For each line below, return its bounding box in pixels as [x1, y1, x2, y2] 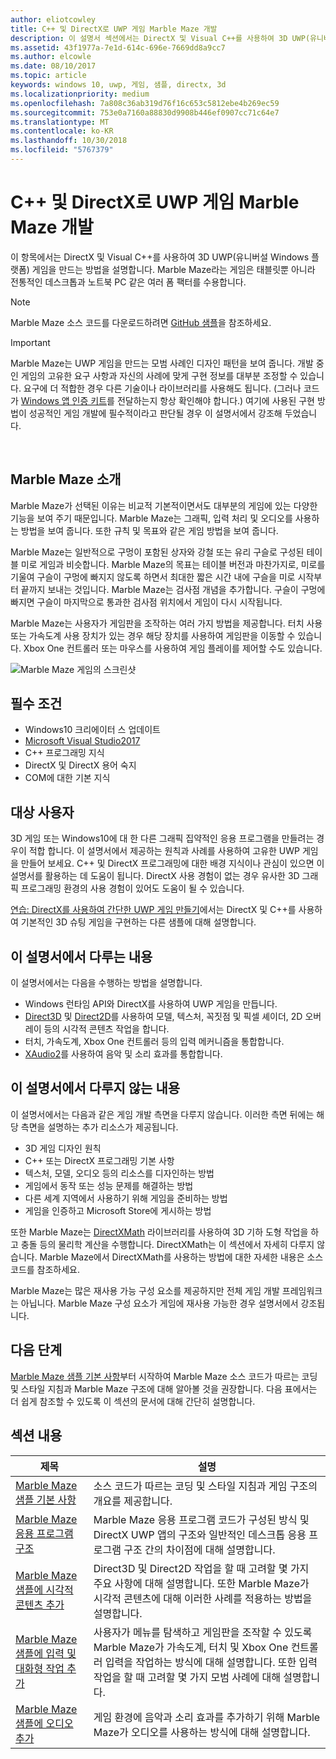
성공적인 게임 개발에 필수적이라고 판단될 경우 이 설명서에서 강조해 [28, 407, 283, 419]
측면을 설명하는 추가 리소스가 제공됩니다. [20, 1121, 179, 1133]
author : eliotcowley [10, 14, 97, 25]
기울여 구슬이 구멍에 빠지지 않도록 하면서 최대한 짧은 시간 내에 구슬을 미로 [10, 571, 296, 583]
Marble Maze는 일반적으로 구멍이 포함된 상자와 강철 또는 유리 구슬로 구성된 [10, 546, 305, 558]
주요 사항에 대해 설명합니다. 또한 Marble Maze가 [93, 1576, 310, 1590]
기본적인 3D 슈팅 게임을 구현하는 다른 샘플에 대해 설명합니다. [20, 916, 257, 928]
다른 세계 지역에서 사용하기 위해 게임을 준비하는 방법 [24, 1192, 228, 1204]
